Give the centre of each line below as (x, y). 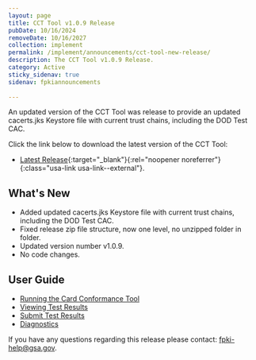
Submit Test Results (52, 315)
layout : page (30, 15)
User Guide (36, 279)
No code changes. (50, 254)
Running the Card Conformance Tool (80, 298)
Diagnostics (39, 324)
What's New (39, 193)
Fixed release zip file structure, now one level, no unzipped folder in (130, 229)
